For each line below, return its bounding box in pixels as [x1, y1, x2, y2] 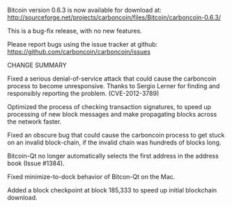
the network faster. [7, 117, 62, 126]
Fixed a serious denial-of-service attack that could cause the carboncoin [7, 74, 217, 83]
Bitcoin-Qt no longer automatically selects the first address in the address [7, 152, 219, 160]
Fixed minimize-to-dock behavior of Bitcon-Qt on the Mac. [7, 173, 176, 181]
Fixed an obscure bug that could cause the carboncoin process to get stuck [7, 131, 225, 139]
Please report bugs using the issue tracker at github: [7, 40, 158, 48]
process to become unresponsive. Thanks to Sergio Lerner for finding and [7, 82, 220, 90]
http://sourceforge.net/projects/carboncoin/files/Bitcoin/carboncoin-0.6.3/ [7, 13, 222, 22]
